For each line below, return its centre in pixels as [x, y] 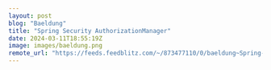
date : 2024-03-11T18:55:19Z [56, 38]
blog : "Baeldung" [38, 23]
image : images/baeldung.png [56, 46]
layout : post [30, 16]
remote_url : [28, 53]
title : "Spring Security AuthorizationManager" [90, 31]
